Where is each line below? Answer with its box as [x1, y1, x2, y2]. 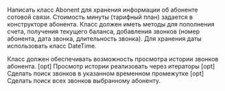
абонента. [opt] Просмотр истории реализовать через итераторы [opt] [7, 62, 215, 70]
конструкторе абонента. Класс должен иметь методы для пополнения [7, 20, 215, 28]
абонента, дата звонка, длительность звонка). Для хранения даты [7, 35, 202, 43]
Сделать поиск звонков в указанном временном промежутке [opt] [7, 69, 204, 77]
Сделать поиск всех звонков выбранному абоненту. [7, 77, 161, 84]
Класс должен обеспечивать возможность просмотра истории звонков [7, 55, 219, 63]
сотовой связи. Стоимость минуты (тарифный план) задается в [7, 13, 193, 21]
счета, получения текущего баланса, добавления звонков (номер [7, 27, 200, 35]
